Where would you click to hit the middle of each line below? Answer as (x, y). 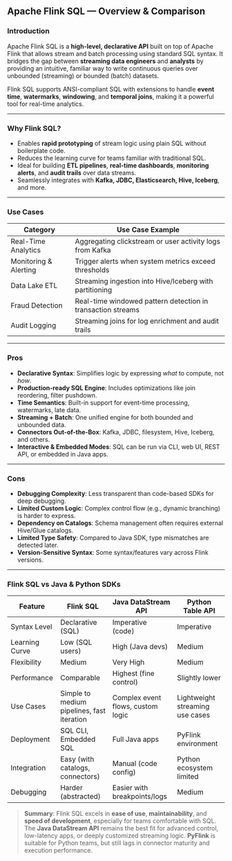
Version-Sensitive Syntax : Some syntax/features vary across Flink (113, 552)
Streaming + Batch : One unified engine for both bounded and (105, 417)
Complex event (137, 698)
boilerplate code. (41, 150)
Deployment (30, 739)
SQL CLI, (74, 731)
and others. (33, 439)
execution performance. (58, 851)
